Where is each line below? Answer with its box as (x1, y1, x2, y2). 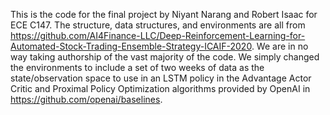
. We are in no (251, 40, 309, 52)
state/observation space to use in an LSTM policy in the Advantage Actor (10, 72, 312, 84)
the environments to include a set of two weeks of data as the (10, 62, 265, 73)
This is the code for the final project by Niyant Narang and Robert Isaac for (10, 9, 318, 20)
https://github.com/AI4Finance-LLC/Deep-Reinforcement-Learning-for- (10, 30, 306, 41)
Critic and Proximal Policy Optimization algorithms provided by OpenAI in (10, 83, 311, 94)
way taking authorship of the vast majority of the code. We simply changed (10, 51, 320, 63)
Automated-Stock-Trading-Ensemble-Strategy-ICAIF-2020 (10, 40, 252, 52)
